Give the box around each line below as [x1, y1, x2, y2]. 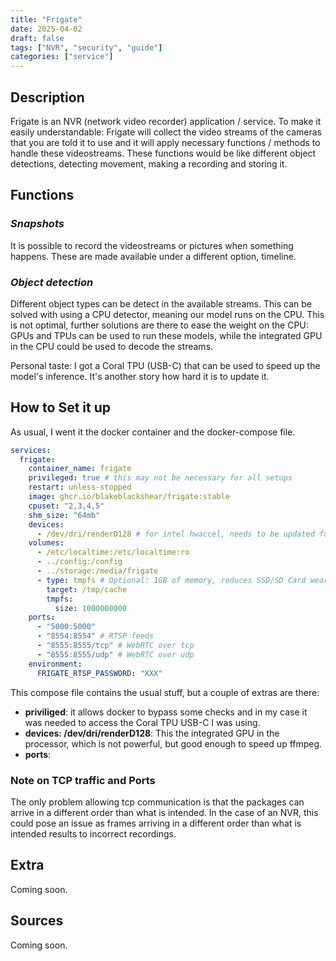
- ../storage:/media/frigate [36, 566, 159, 576]
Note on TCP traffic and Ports [10, 773, 156, 787]
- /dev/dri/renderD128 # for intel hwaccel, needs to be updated [36, 529, 315, 539]
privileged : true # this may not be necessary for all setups [28, 473, 293, 483]
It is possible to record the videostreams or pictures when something [10, 239, 294, 251]
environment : [28, 659, 83, 669]
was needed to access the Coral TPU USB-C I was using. [24, 716, 261, 728]
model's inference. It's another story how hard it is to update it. [10, 370, 270, 382]
